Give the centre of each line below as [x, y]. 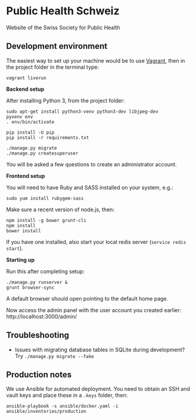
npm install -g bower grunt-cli [46, 220]
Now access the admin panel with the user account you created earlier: [94, 310]
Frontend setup [26, 176]
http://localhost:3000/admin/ [42, 316]
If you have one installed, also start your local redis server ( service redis [96, 242]
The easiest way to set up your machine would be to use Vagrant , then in [96, 60]
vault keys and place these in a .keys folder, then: [67, 396]
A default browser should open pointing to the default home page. [87, 298]
